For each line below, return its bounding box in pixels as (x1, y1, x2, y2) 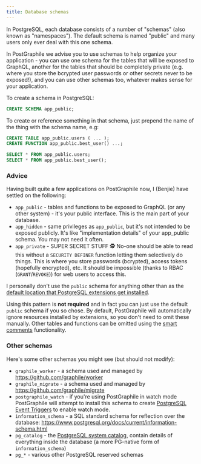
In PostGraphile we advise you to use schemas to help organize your (6, 50, 177, 58)
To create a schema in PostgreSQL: (6, 94, 94, 101)
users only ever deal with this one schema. (6, 38, 113, 45)
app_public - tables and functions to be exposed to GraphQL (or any (15, 204, 186, 211)
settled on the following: (6, 192, 67, 199)
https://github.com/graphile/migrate (15, 386, 105, 394)
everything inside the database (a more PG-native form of (15, 438, 159, 445)
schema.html (15, 425, 48, 432)
